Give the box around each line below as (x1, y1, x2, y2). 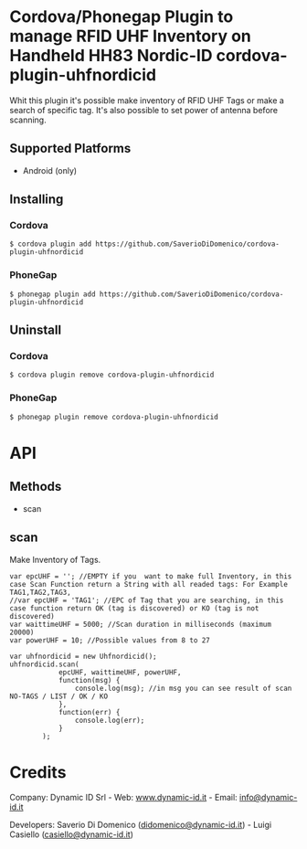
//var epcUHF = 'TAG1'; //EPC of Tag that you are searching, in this (9, 596, 284, 605)
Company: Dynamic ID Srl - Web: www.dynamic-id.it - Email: (9, 792, 238, 803)
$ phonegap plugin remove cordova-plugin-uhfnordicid (9, 412, 219, 421)
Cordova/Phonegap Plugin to (9, 6, 234, 27)
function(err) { (58, 707, 121, 716)
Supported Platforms (9, 141, 132, 156)
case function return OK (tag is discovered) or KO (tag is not (9, 603, 259, 613)
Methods (9, 479, 62, 494)
